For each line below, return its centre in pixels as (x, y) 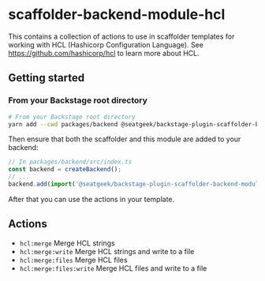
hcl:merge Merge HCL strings (67, 243)
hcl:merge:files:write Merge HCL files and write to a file (113, 268)
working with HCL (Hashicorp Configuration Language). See (106, 44)
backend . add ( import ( (42, 184)
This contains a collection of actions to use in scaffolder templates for (121, 36)
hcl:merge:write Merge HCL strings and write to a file (107, 251)
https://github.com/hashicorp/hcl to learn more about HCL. (104, 53)
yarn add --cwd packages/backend (63, 124)
